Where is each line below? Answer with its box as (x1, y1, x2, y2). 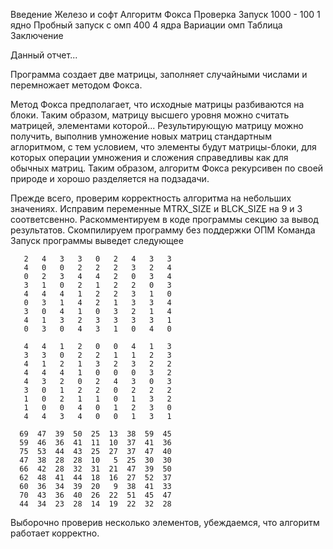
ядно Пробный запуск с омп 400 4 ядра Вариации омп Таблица (10, 19, 283, 31)
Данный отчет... (10, 49, 78, 61)
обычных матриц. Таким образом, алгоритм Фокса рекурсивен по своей (10, 162, 324, 174)
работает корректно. (10, 527, 100, 539)
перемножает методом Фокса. (10, 79, 143, 91)
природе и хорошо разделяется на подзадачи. (10, 173, 210, 184)
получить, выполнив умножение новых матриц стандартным (10, 130, 272, 142)
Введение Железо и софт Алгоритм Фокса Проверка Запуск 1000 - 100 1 (10, 9, 321, 20)
